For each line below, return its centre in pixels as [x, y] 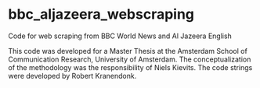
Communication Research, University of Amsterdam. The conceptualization [130, 59]
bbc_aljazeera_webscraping [101, 14]
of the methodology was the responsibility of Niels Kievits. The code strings [130, 67]
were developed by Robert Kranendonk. [72, 76]
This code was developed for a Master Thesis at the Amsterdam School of [128, 51]
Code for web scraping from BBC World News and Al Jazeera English [120, 36]
